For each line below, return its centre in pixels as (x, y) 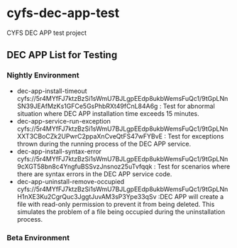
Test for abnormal (189, 106)
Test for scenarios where (194, 166)
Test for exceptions (196, 136)
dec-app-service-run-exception (64, 121)
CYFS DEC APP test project (46, 33)
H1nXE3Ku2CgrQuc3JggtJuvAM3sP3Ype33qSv (87, 196)
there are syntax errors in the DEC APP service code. (94, 174)
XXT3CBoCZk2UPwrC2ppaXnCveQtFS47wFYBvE (90, 136)
